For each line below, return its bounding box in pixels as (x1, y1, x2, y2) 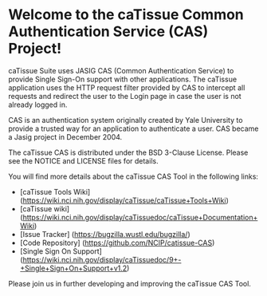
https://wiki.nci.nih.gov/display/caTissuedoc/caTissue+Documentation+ (22, 212, 258, 222)
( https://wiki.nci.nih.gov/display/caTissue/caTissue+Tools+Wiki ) (19, 195, 230, 205)
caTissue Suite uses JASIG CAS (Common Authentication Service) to (8, 65, 234, 75)
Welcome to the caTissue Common (8, 6, 245, 24)
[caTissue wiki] (19, 203, 70, 213)
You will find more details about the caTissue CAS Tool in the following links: (8, 172, 259, 181)
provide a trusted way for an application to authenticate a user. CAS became (8, 124, 259, 133)
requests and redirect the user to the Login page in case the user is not (8, 91, 241, 101)
